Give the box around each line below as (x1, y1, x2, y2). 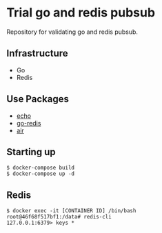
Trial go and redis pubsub (6, 5, 156, 21)
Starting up (6, 146, 56, 158)
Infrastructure (6, 48, 68, 59)
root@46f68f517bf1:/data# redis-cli (6, 214, 112, 221)
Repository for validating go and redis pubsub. (6, 28, 139, 36)
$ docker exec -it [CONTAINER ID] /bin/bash (6, 207, 136, 214)
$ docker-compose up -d (6, 170, 75, 177)
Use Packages (6, 93, 70, 105)
